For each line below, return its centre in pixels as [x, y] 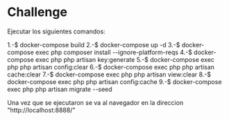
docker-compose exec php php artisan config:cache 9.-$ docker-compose [114, 81]
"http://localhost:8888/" [41, 110]
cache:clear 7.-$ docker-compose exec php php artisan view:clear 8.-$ [109, 74]
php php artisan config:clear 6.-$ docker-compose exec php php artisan [111, 67]
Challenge [37, 12]
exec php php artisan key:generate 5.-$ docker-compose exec [125, 59]
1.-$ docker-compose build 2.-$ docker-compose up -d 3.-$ [94, 45]
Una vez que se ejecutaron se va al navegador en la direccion [95, 102]
